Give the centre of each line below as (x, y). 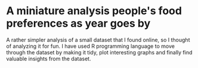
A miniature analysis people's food (94, 11)
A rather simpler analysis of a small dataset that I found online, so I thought (98, 40)
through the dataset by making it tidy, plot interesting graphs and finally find (99, 52)
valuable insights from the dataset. (49, 59)
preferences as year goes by (78, 23)
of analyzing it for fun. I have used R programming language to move (90, 46)
